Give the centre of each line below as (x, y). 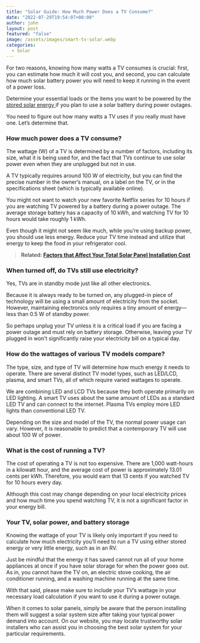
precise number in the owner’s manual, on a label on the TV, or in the (91, 182)
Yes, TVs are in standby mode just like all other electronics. (79, 283)
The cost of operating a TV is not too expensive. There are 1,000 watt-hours (100, 463)
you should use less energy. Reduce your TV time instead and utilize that (96, 237)
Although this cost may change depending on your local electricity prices (96, 494)
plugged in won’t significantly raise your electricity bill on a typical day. (93, 338)
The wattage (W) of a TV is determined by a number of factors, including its (99, 151)
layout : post (22, 28)
